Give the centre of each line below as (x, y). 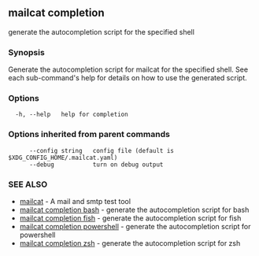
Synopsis (26, 52)
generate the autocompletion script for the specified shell (102, 32)
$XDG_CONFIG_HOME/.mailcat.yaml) (63, 158)
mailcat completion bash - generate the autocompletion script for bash (134, 210)
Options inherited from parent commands (89, 135)
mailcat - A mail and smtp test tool (75, 201)
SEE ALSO (28, 184)
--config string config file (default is (102, 150)
